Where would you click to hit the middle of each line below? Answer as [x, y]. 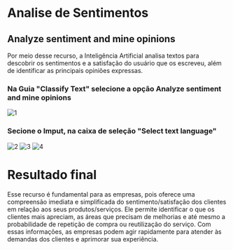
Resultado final [52, 175]
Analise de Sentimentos [78, 13]
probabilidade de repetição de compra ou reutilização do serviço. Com [109, 224]
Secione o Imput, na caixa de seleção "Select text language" [112, 131]
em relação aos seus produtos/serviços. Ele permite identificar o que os [111, 209]
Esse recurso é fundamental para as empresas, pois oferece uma [101, 194]
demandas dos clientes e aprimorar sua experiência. [83, 239]
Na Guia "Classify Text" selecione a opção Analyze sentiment [114, 88]
